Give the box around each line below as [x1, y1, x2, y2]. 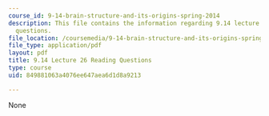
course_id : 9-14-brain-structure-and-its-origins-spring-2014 [8, 11, 220, 20]
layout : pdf [8, 49, 48, 57]
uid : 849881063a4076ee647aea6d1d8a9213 [8, 71, 142, 79]
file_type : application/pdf [8, 42, 102, 50]
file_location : [8, 34, 59, 42]
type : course [8, 64, 52, 72]
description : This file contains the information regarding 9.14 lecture [8, 19, 260, 27]
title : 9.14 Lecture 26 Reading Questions [8, 57, 152, 65]
